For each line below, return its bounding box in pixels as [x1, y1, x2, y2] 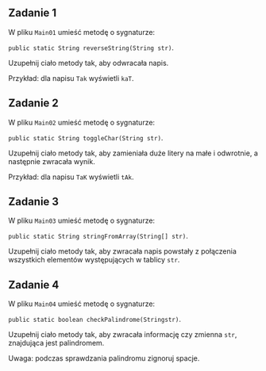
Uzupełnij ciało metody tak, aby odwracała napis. [8, 58, 169, 67]
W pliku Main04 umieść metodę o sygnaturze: [8, 299, 156, 308]
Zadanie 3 [8, 195, 60, 208]
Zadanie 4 [8, 277, 60, 292]
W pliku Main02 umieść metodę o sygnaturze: [8, 117, 156, 127]
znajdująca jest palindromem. [8, 338, 105, 348]
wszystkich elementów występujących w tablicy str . [8, 255, 180, 265]
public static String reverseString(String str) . [8, 43, 175, 52]
